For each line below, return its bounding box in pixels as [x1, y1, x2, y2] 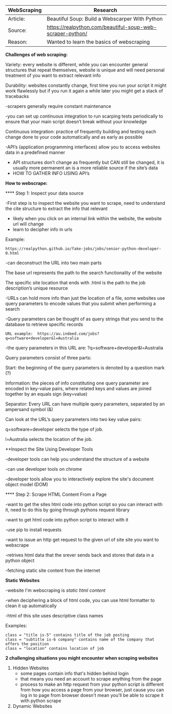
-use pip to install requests [5, 527, 62, 533]
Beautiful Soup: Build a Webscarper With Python [47, 15, 163, 22]
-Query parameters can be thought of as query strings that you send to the [5, 316, 164, 322]
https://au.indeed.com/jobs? [37, 331, 100, 336]
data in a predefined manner [5, 149, 66, 156]
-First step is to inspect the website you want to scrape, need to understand [5, 200, 165, 206]
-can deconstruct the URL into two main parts [5, 260, 102, 266]
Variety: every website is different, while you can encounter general [5, 62, 148, 67]
